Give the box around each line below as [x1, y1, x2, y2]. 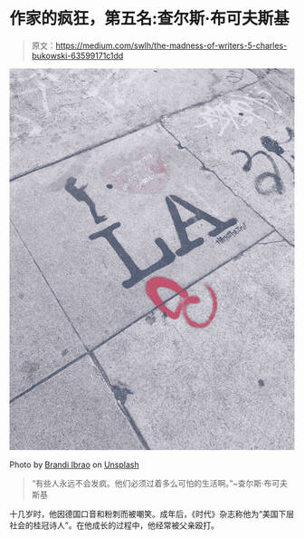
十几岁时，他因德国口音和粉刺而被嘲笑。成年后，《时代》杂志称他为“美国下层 [9, 508, 295, 519]
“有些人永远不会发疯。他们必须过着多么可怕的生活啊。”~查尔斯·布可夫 [31, 477, 288, 488]
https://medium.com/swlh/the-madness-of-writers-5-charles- [55, 40, 288, 51]
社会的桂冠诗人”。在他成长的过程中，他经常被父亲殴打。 [9, 519, 220, 531]
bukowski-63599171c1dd [31, 50, 124, 61]
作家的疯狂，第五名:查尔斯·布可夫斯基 [9, 8, 290, 29]
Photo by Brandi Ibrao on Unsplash [9, 459, 139, 470]
